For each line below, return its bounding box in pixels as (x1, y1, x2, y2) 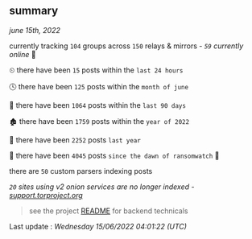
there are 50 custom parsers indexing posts (9, 166, 153, 175)
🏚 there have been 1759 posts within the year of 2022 (9, 116, 190, 126)
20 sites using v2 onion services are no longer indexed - (9, 182, 195, 192)
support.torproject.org (9, 190, 83, 200)
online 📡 (9, 49, 36, 59)
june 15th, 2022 (9, 25, 61, 35)
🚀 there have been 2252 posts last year (9, 134, 142, 145)
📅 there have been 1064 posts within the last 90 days (9, 100, 186, 109)
